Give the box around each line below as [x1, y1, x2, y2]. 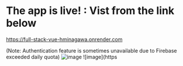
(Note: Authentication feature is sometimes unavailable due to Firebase [6, 47, 177, 54]
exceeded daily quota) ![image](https [6, 53, 118, 60]
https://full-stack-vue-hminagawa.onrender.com [6, 36, 123, 43]
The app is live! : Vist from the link [6, 4, 174, 18]
